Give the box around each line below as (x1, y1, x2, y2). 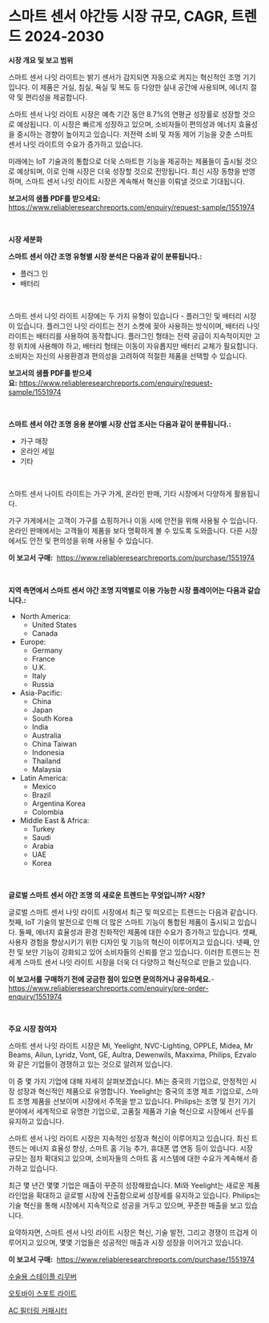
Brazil (31, 790, 51, 799)
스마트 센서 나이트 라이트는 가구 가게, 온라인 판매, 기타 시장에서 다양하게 (8, 489, 232, 498)
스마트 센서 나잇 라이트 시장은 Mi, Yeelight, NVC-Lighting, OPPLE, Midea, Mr (8, 1040, 254, 1050)
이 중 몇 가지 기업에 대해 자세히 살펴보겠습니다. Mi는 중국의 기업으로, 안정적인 (8, 1076, 249, 1086)
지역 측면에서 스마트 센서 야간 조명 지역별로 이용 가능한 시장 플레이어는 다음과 (8, 585, 247, 595)
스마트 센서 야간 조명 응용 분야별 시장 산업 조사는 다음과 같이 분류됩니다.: (8, 419, 232, 428)
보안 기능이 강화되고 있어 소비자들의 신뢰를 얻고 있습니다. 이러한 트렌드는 (25, 947, 252, 957)
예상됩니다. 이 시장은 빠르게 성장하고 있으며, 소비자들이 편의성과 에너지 (16, 119, 237, 129)
